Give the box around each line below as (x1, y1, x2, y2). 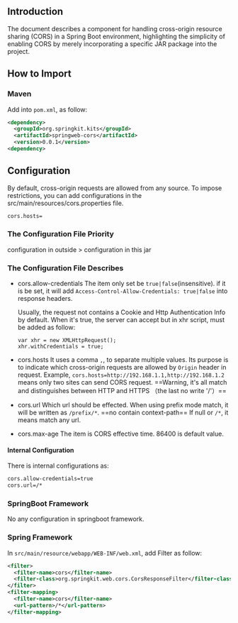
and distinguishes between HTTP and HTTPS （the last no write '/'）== (17, 387, 227, 395)
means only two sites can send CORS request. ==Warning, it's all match (17, 378, 227, 387)
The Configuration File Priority (7, 229, 115, 239)
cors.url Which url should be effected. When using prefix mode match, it (17, 401, 229, 409)
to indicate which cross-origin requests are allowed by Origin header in (17, 363, 227, 372)
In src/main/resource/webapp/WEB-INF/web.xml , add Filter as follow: (7, 548, 203, 557)
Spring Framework (7, 532, 73, 542)
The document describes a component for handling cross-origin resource (7, 24, 222, 33)
